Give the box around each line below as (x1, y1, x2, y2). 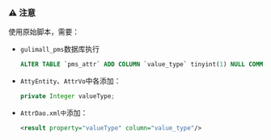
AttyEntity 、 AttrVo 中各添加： (19, 76, 121, 86)
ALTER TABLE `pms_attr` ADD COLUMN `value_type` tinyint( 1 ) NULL (19, 61, 245, 69)
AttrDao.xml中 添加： (19, 108, 88, 118)
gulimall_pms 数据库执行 (19, 45, 100, 54)
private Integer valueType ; (19, 92, 115, 100)
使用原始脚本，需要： (8, 27, 79, 37)
